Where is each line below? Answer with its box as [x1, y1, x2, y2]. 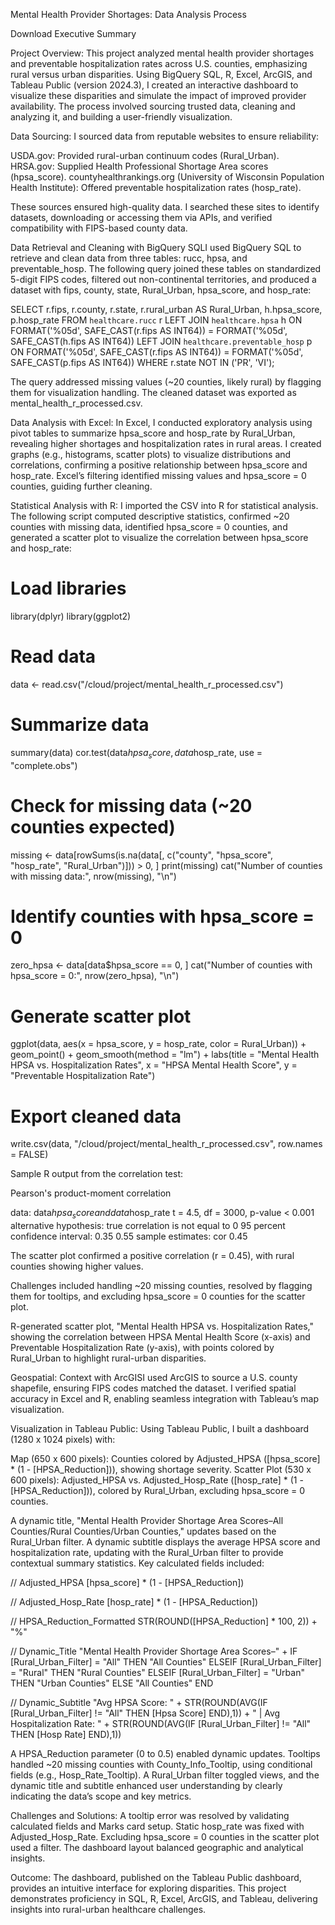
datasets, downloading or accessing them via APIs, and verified [10, 212, 273, 223]
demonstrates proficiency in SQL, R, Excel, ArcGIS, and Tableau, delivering [10, 1893, 318, 1905]
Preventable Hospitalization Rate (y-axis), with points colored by [10, 1342, 275, 1354]
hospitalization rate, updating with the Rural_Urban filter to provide [10, 1547, 284, 1559]
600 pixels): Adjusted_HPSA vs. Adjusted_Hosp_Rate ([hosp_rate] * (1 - [10, 1474, 304, 1486]
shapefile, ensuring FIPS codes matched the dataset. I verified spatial [10, 1382, 297, 1394]
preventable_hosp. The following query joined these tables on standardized [10, 263, 322, 274]
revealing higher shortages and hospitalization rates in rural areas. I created [10, 438, 322, 449]
